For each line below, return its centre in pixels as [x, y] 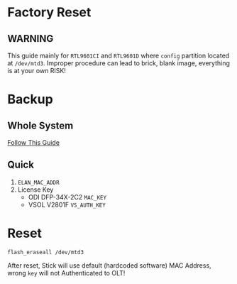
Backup [30, 99]
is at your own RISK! [37, 71]
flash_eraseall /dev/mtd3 [45, 252]
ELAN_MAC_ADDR [38, 182]
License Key [35, 190]
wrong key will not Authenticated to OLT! [66, 273]
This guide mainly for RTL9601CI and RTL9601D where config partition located [118, 55]
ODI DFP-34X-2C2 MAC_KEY [67, 197]
